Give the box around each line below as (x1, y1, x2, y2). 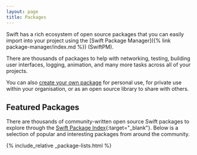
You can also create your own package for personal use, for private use (6, 78, 182, 86)
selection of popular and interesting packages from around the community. (6, 131, 190, 138)
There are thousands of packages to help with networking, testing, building (6, 55, 190, 62)
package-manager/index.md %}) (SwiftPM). (6, 43, 114, 50)
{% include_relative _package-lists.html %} (6, 142, 112, 149)
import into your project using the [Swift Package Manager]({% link (6, 37, 171, 44)
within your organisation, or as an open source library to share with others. (6, 85, 189, 92)
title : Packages (6, 14, 46, 20)
